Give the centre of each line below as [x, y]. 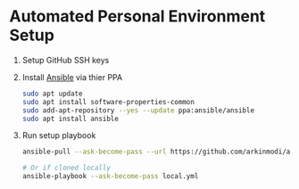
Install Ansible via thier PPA [72, 77]
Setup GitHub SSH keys [66, 60]
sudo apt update [52, 94]
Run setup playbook [59, 136]
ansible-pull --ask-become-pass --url [94, 152]
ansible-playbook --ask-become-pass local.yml [110, 177]
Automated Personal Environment [137, 16]
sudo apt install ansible [70, 119]
